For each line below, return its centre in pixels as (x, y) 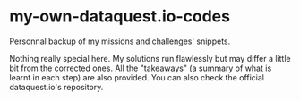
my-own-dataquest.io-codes (120, 17)
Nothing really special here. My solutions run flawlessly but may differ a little (150, 58)
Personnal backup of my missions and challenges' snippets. (120, 41)
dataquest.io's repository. (56, 87)
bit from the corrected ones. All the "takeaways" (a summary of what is (141, 68)
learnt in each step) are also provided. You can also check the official (137, 77)
